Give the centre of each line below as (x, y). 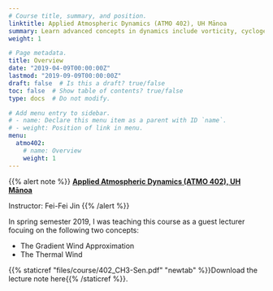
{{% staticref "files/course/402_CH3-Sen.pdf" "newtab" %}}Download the (133, 270)
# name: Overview (52, 151)
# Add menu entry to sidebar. (60, 113)
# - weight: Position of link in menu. (76, 128)
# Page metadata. (38, 53)
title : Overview (36, 61)
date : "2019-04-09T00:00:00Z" (60, 68)
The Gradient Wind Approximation (77, 246)
